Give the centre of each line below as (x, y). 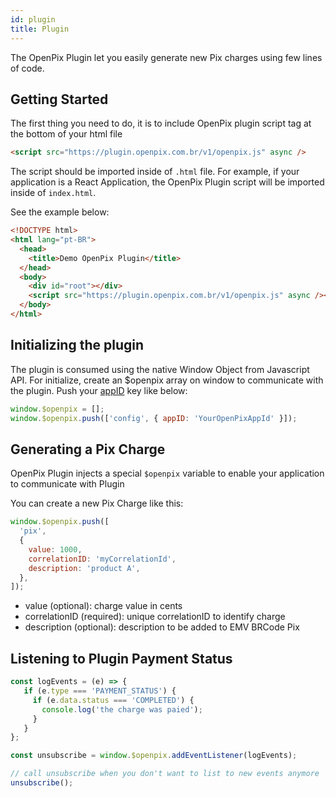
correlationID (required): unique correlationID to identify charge (155, 617)
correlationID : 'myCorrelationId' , (102, 559)
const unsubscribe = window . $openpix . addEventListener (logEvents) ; (154, 756)
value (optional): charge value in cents (103, 606)
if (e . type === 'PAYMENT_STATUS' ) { (100, 691)
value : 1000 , (55, 549)
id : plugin (33, 19)
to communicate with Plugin (67, 484)
